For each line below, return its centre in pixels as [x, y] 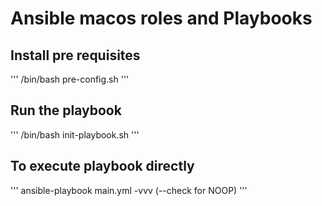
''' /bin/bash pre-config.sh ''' [70, 79]
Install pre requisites [75, 55]
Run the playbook [66, 110]
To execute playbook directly [102, 166]
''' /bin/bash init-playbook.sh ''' [75, 134]
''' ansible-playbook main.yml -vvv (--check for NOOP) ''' [129, 190]
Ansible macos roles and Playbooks [161, 18]
